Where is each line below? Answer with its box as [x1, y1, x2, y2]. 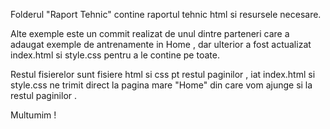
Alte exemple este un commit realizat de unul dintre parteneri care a [10, 28, 290, 39]
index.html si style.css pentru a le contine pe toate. [10, 49, 220, 61]
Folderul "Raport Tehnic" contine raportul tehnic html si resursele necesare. [10, 9, 322, 20]
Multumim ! [10, 109, 57, 121]
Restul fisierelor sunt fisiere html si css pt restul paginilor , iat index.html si [10, 69, 316, 80]
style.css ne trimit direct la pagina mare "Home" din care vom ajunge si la [10, 79, 313, 91]
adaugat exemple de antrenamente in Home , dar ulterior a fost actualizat [10, 39, 312, 50]
